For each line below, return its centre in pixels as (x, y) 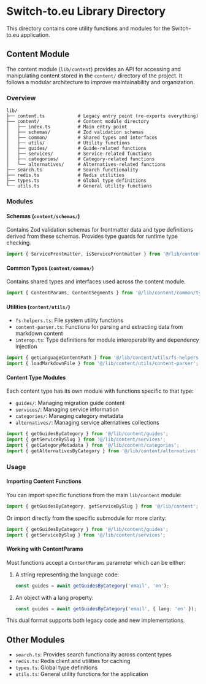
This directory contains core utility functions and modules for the (88, 28)
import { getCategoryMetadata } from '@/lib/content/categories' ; (93, 446)
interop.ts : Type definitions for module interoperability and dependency (107, 340)
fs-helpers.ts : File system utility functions (69, 320)
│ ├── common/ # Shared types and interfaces (82, 138)
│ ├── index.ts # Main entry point (67, 127)
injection (26, 347)
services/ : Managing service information (67, 409)
